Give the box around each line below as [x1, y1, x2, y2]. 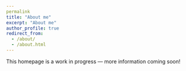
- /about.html [11, 42, 46, 48]
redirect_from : [6, 31, 44, 37]
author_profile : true [6, 25, 60, 31]
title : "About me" [6, 14, 51, 20]
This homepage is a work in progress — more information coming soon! [6, 57, 181, 65]
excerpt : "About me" [6, 20, 57, 25]
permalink [6, 8, 31, 15]
